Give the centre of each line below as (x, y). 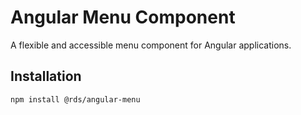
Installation (46, 76)
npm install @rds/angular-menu (75, 99)
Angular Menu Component (123, 17)
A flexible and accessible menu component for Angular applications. (151, 45)
